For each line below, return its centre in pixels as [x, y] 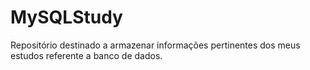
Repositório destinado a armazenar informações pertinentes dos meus [155, 45]
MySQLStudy [66, 17]
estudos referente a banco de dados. [86, 55]
